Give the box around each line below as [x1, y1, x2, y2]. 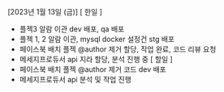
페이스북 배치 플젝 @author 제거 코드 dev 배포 [19, 65, 167, 74]
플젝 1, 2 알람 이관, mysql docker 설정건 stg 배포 [19, 35, 175, 44]
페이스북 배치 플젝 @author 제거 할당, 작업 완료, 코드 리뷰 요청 [19, 44, 217, 54]
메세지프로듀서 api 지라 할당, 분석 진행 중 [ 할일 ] [19, 55, 174, 64]
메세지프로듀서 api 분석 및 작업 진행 [19, 75, 131, 84]
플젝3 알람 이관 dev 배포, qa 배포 [19, 24, 125, 34]
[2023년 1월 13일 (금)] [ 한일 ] [7, 7, 103, 16]
